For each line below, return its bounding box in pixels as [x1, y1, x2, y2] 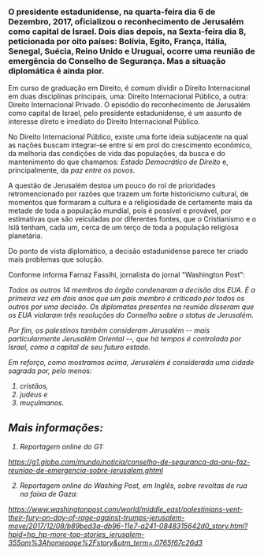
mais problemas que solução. [8, 255, 104, 264]
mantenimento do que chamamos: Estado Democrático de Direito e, [8, 157, 229, 167]
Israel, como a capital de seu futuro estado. [8, 342, 151, 352]
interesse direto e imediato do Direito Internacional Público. [8, 117, 201, 126]
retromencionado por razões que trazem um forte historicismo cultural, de [8, 189, 249, 199]
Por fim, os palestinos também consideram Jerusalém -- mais [8, 326, 210, 335]
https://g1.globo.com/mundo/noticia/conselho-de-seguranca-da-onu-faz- [8, 457, 251, 467]
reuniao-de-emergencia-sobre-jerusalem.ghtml [8, 466, 164, 475]
